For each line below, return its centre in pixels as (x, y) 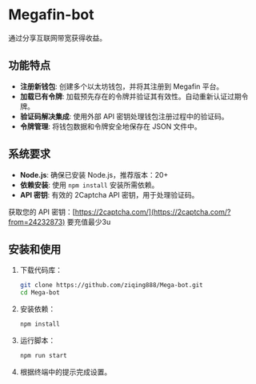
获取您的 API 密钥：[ (42, 212)
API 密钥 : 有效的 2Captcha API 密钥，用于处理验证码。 (109, 194)
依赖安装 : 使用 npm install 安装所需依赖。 (89, 185)
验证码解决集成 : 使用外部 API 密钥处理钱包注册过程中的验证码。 (124, 116)
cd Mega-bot (40, 293)
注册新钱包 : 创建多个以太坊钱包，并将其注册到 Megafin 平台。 (122, 86)
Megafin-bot (51, 15)
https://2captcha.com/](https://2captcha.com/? (153, 212)
